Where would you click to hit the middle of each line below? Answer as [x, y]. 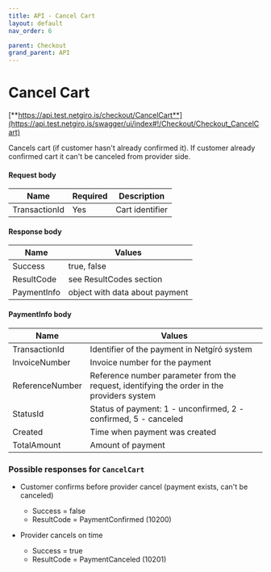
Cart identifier [142, 210]
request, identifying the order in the [157, 386]
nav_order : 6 [30, 31]
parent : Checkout [38, 45]
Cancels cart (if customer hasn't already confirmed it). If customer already [132, 148]
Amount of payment [127, 445]
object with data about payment [128, 293]
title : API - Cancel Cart [52, 16]
